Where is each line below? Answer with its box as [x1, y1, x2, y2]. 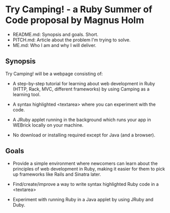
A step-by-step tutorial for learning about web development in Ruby [12, 80, 155, 86]
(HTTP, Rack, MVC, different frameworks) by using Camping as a [12, 86, 150, 92]
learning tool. [12, 91, 41, 98]
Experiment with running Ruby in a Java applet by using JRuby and [12, 196, 154, 202]
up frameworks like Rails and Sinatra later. [12, 171, 101, 177]
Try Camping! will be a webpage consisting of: [5, 70, 103, 77]
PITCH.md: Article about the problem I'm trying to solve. [12, 37, 131, 43]
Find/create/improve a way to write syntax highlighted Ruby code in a [12, 181, 159, 187]
